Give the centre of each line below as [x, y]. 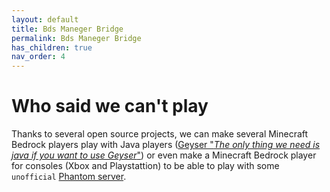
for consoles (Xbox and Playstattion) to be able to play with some [145, 166]
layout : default [45, 19]
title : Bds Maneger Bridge [67, 29]
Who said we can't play [110, 106]
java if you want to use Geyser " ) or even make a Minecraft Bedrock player [164, 155]
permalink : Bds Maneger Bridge [76, 38]
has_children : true [52, 47]
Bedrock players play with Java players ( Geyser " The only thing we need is [166, 145]
